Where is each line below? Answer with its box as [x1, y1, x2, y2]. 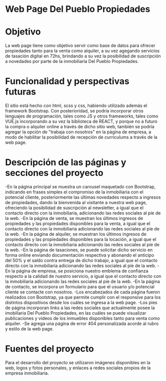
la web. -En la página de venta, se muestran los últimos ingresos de [5, 216, 143, 221]
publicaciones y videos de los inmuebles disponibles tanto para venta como [5, 316, 160, 321]
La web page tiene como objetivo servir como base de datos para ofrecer [5, 43, 156, 49]
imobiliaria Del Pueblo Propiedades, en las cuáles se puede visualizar [5, 310, 147, 316]
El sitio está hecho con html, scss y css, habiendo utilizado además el [5, 103, 148, 109]
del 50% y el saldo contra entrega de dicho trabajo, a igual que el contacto [5, 258, 158, 263]
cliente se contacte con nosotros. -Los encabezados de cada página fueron [5, 289, 160, 295]
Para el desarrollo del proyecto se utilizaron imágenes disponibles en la [5, 359, 151, 365]
